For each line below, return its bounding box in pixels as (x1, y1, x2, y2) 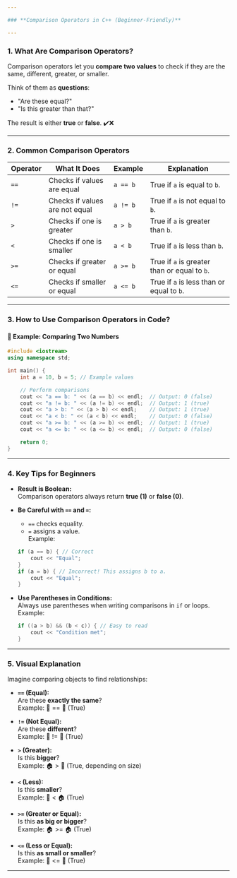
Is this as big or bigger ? (17, 817, 87, 826)
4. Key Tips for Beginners (7, 468, 97, 478)
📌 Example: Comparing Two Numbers (7, 332, 120, 340)
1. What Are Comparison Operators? (7, 46, 134, 56)
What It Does (55, 164, 100, 174)
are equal (48, 184, 80, 194)
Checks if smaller (48, 277, 107, 287)
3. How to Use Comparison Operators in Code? (7, 315, 171, 325)
